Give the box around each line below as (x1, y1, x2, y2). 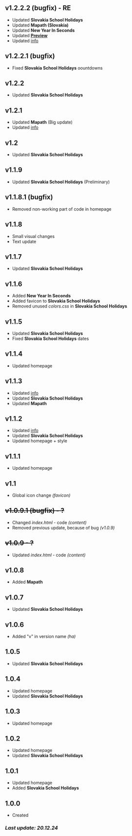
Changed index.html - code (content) (12, 519, 87, 525)
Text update (12, 239, 37, 244)
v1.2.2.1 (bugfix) (5, 52, 55, 60)
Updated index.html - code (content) (12, 552, 86, 558)
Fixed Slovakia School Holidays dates (12, 335, 89, 341)
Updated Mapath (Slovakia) (12, 22, 69, 28)
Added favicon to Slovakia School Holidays (12, 298, 100, 304)
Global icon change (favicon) (12, 492, 71, 498)
